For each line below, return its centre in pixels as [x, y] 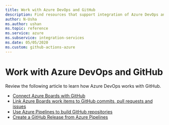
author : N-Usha [21, 19]
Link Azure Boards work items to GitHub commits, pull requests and [82, 101]
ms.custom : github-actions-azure [40, 47]
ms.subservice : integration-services [45, 38]
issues [19, 106]
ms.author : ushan [23, 24]
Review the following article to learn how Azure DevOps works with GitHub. [83, 86]
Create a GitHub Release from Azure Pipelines [60, 117]
